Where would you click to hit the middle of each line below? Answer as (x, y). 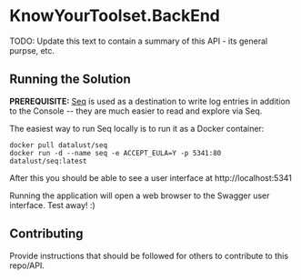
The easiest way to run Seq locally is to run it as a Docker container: (137, 128)
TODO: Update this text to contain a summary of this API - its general (139, 41)
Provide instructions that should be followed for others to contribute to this (149, 255)
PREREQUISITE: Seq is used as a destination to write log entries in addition (150, 101)
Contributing (46, 234)
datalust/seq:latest (49, 161)
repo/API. (27, 265)
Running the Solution (70, 80)
